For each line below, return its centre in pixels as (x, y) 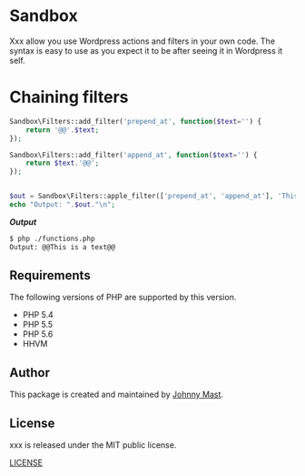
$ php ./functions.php (52, 238)
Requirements (50, 275)
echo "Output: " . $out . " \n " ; (63, 205)
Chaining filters (69, 97)
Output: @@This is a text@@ (63, 247)
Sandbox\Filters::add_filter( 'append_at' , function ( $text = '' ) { (133, 155)
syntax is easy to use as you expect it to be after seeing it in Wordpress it (146, 50)
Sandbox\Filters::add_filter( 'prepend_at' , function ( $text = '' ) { (135, 121)
